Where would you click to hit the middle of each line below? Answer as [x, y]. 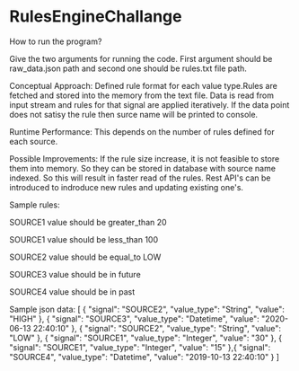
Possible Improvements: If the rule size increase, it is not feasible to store [145, 158]
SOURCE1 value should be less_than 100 [84, 239]
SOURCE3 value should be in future [75, 274]
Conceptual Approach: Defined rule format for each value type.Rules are [144, 85]
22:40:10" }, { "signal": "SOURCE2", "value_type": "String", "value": [157, 328]
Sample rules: [35, 205]
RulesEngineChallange [96, 17]
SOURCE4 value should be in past [72, 291]
